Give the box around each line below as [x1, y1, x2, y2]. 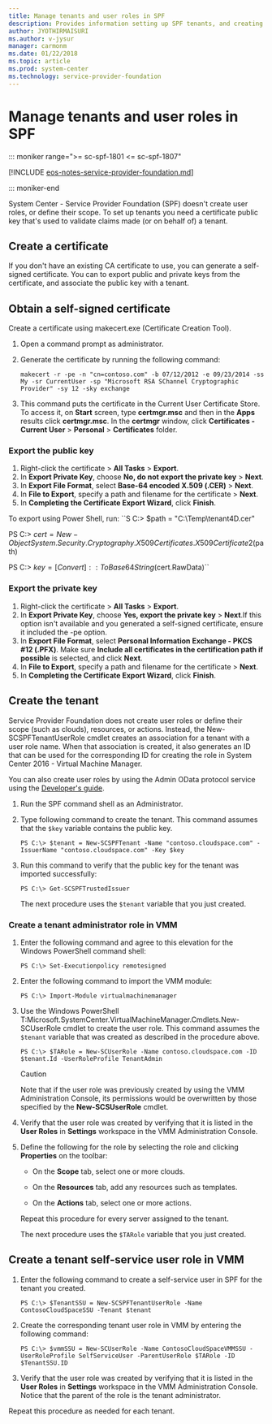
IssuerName [19, 846, 58, 854]
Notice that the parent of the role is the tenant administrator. [19, 1390, 222, 1400]
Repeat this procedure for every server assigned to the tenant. [19, 1214, 229, 1223]
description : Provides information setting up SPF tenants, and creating [8, 19, 264, 28]
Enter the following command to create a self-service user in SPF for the [19, 1275, 262, 1284]
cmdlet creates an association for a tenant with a [86, 733, 250, 742]
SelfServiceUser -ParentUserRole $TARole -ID [78, 1352, 235, 1360]
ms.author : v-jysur [8, 34, 75, 43]
